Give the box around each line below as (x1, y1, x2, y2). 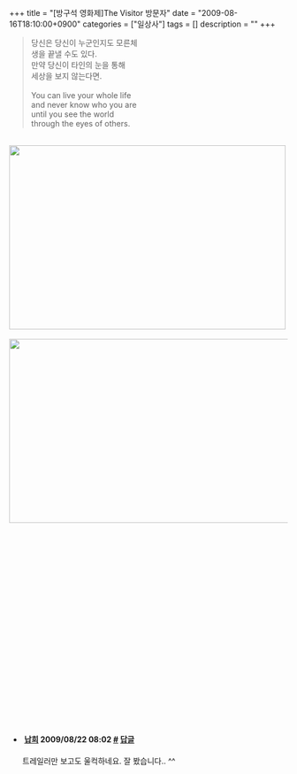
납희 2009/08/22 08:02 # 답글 (24, 733, 135, 745)
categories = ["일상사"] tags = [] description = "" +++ (82, 19, 276, 29)
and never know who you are (30, 100, 137, 110)
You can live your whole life (30, 90, 132, 100)
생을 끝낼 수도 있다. (30, 49, 97, 59)
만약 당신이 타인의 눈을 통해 (30, 60, 126, 70)
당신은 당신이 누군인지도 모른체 (30, 38, 138, 48)
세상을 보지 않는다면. (30, 71, 103, 81)
